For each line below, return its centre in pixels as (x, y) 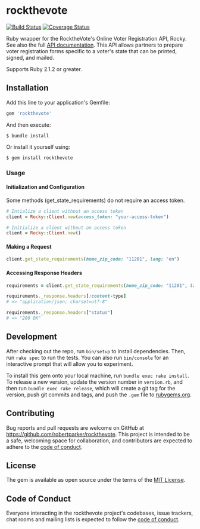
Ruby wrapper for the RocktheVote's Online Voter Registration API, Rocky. (96, 38)
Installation (27, 88)
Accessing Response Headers (44, 273)
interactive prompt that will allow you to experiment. (70, 364)
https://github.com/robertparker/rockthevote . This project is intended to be (98, 434)
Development (32, 337)
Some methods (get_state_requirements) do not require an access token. (96, 200)
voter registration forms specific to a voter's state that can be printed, (92, 51)
